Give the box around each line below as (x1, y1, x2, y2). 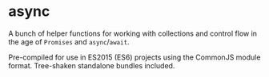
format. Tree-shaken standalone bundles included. (8, 60, 175, 70)
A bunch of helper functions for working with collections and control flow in (8, 29, 258, 38)
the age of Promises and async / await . (8, 37, 130, 46)
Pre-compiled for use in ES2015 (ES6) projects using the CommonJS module (8, 52, 261, 62)
